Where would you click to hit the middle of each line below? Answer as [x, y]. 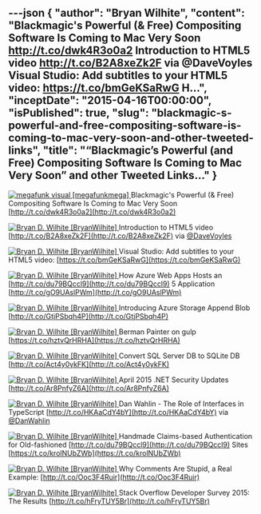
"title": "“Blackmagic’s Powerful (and [138, 151]
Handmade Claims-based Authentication [186, 436]
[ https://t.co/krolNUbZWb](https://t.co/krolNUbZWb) [95, 453]
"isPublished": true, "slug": [79, 113]
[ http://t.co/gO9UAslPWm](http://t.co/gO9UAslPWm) [95, 292]
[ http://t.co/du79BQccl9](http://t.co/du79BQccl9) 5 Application [112, 284]
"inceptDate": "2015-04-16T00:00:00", [110, 100]
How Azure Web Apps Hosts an [170, 275]
